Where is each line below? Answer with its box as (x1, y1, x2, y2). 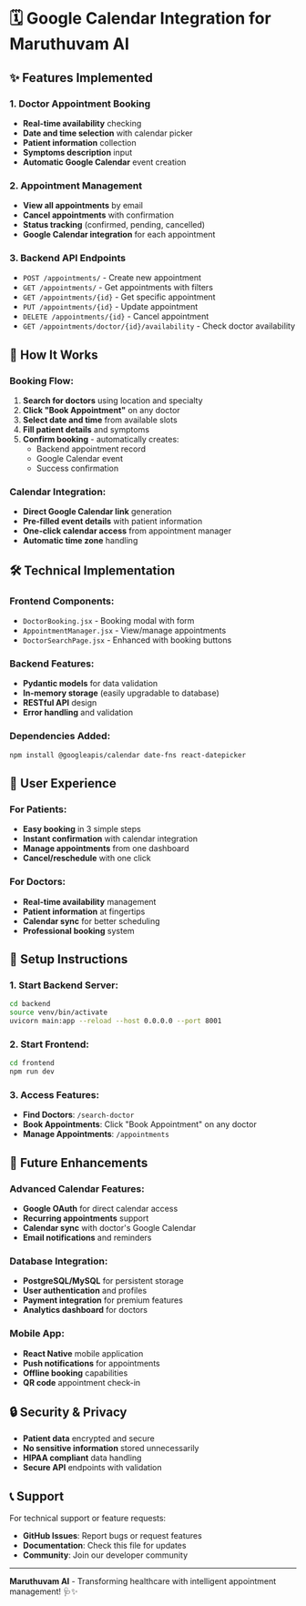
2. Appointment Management (9, 179, 143, 192)
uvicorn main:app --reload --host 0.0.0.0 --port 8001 (9, 1017, 222, 1026)
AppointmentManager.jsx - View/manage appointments (22, 625, 227, 636)
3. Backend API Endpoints (9, 252, 126, 265)
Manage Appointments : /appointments (22, 1129, 170, 1140)
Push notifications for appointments (22, 1357, 161, 1368)
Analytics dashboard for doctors (22, 1305, 148, 1316)
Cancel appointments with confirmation (22, 209, 175, 220)
